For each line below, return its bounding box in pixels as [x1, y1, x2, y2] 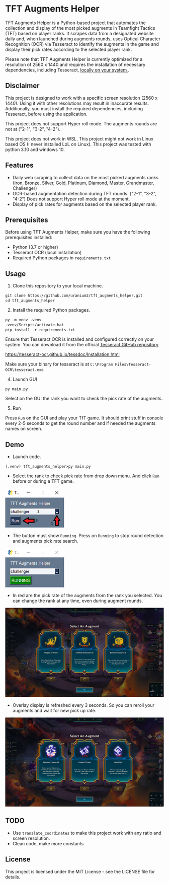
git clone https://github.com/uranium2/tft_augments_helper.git [5, 293, 143, 299]
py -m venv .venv [5, 318, 42, 323]
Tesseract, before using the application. [5, 111, 88, 117]
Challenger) [12, 185, 37, 191]
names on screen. [5, 426, 43, 432]
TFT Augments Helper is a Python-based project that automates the [5, 20, 146, 26]
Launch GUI [12, 376, 37, 383]
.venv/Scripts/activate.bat [5, 323, 64, 328]
